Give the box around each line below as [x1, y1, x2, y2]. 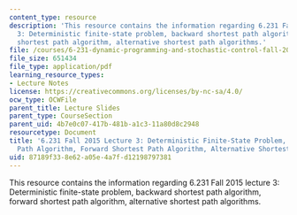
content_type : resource [9, 12, 97, 22]
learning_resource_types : [9, 71, 104, 80]
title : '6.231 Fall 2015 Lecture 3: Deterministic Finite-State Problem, [9, 136, 287, 145]
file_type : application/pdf [9, 63, 113, 72]
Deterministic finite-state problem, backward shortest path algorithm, [9, 187, 262, 197]
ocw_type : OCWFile [9, 95, 77, 104]
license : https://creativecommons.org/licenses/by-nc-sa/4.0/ [9, 87, 243, 96]
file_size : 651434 [9, 54, 77, 63]
